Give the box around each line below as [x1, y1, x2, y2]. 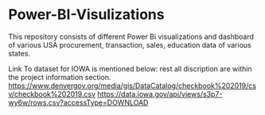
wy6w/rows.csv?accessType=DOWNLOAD [8, 98, 149, 107]
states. [8, 48, 30, 58]
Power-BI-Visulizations [8, 6, 165, 24]
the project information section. [8, 72, 111, 82]
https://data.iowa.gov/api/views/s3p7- [97, 89, 223, 98]
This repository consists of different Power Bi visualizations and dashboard [8, 32, 255, 41]
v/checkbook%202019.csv [8, 89, 96, 98]
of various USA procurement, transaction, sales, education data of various [8, 40, 252, 49]
